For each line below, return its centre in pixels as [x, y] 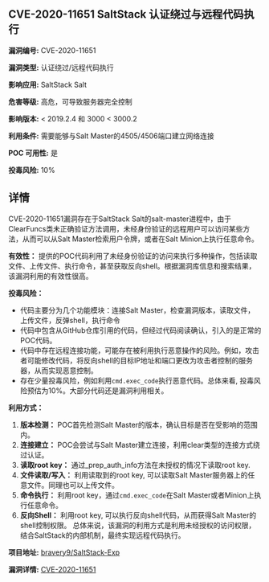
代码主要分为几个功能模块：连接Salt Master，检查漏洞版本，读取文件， [137, 310]
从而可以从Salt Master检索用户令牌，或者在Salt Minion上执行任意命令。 [141, 239]
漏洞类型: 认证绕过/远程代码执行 [61, 68]
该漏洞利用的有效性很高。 [51, 276]
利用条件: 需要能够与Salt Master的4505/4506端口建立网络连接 [111, 136]
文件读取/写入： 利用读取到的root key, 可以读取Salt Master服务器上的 [134, 475]
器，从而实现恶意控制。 [59, 370]
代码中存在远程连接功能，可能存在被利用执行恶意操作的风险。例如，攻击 [139, 350]
